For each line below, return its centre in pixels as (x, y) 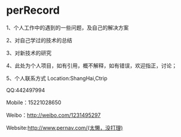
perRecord (33, 10)
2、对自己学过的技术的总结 (39, 40)
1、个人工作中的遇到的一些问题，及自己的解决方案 (68, 27)
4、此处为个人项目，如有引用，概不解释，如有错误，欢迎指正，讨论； (92, 66)
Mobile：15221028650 (34, 102)
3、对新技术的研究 (29, 53)
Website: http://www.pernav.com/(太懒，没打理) (65, 127)
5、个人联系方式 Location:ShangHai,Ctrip (57, 78)
